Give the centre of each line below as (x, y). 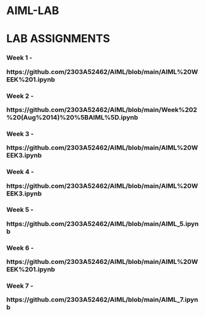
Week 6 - (20, 247)
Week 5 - (20, 210)
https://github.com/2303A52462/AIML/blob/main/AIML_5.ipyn (102, 224)
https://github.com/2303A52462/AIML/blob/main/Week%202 (102, 110)
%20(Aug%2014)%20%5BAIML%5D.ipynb (73, 117)
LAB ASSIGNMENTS (58, 39)
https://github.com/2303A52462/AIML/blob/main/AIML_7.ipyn (102, 299)
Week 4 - (20, 172)
